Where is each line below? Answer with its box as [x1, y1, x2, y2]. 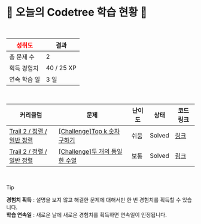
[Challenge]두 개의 [58, 147, 110, 156]
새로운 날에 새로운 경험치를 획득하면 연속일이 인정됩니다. [35, 211, 167, 218]
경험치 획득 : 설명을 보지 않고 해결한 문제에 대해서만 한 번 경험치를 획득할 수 [6, 196, 181, 203]
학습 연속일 [6, 211, 32, 218]
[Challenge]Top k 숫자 [58, 127, 120, 135]
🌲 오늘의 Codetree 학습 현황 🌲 [6, 5, 148, 19]
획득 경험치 [9, 64, 39, 72]
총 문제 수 [9, 52, 35, 61]
